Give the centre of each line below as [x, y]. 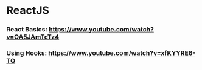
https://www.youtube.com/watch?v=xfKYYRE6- [122, 53]
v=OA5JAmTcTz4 [33, 37]
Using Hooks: [27, 53]
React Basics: [27, 30]
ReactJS [28, 11]
